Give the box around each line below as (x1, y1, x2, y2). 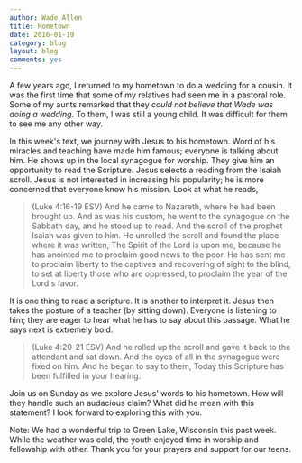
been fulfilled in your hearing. (31, 371, 142, 381)
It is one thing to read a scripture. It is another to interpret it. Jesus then (9, 295, 275, 306)
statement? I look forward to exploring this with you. (9, 407, 203, 418)
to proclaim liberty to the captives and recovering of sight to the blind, (31, 259, 291, 269)
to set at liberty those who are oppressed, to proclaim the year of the (31, 268, 288, 279)
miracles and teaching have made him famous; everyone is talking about (9, 145, 279, 156)
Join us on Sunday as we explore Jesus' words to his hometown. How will (9, 388, 284, 398)
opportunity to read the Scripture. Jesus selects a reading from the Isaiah (9, 164, 282, 175)
